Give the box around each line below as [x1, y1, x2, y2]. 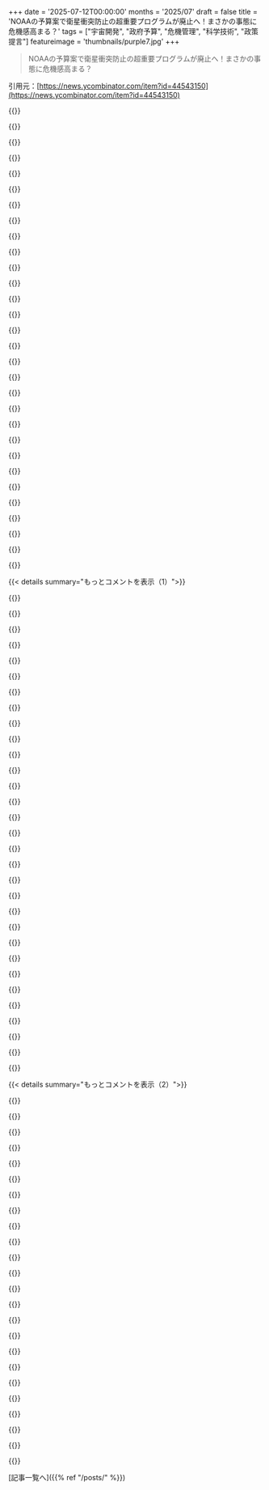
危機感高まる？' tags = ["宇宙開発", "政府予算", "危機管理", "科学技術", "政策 [8, 27, 258, 36]
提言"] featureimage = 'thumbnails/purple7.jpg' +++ [8, 36, 180, 46]
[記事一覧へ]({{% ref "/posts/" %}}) [8, 1473, 126, 1482]
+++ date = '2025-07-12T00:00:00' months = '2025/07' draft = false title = [8, 7, 258, 16]
